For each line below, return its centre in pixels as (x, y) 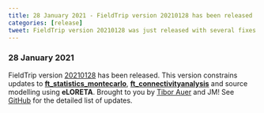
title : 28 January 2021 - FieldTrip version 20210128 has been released (130, 15)
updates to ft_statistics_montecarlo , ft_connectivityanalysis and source (128, 83)
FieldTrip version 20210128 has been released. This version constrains (123, 75)
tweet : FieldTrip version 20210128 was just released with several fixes (132, 30)
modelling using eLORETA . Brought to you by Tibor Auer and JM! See (121, 92)
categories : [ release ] (45, 23)
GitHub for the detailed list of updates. (70, 100)
